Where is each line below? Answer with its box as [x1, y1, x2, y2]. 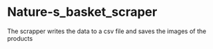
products [7, 34, 33, 42]
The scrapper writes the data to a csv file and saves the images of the [7, 27, 207, 35]
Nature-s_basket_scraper [7, 4, 158, 20]
